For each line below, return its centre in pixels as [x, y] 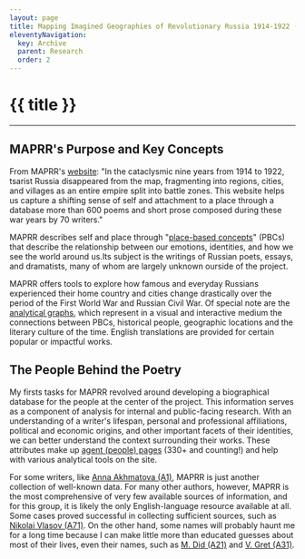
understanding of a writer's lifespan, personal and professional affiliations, [148, 421]
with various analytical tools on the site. [83, 459]
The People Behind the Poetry [95, 370]
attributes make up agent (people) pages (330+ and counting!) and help [144, 449]
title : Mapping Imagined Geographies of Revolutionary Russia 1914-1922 [150, 26]
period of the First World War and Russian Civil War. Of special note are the [150, 303]
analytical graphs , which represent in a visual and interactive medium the [146, 312]
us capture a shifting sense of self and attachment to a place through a [142, 200]
